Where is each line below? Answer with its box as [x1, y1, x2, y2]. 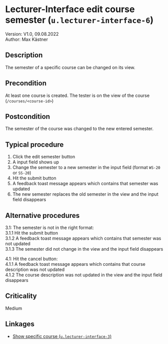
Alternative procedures [5, 211, 80, 220]
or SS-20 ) [12, 170, 32, 176]
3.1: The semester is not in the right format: [5, 224, 94, 231]
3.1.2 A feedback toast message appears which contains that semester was [5, 236, 161, 241]
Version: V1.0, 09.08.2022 [5, 31, 59, 37]
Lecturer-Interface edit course [5, 4, 135, 15]
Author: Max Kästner [5, 36, 48, 42]
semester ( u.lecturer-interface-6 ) [5, 14, 154, 26]
